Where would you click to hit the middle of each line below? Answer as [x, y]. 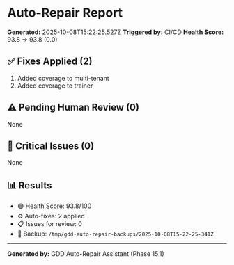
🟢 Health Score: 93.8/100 [54, 206]
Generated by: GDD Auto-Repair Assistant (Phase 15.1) [86, 254]
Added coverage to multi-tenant [63, 78]
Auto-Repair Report [65, 13]
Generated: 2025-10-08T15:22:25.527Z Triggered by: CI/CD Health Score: [116, 32]
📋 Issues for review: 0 [49, 224]
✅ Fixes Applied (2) [50, 62]
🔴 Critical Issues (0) [51, 146]
